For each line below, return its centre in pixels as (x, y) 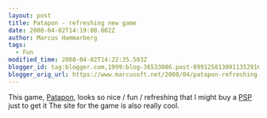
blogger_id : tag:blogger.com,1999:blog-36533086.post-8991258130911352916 (135, 67)
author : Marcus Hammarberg (53, 38)
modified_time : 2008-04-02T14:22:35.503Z (78, 60)
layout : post (30, 15)
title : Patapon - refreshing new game (72, 23)
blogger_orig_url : (39, 74)
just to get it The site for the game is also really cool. (94, 105)
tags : (17, 45)
